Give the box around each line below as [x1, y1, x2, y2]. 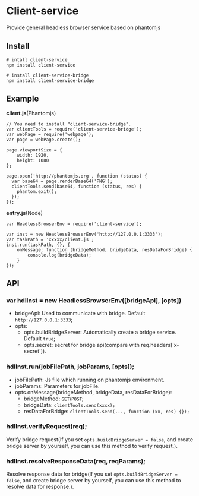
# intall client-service [6, 56, 68, 63]
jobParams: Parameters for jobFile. [14, 382, 100, 390]
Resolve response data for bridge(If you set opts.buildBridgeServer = [6, 470, 178, 478]
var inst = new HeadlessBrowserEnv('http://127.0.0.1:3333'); [6, 231, 163, 237]
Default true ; [23, 335, 55, 342]
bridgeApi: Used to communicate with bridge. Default [14, 310, 146, 317]
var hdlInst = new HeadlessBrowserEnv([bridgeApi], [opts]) [6, 296, 182, 304]
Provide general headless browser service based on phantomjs [6, 24, 161, 31]
